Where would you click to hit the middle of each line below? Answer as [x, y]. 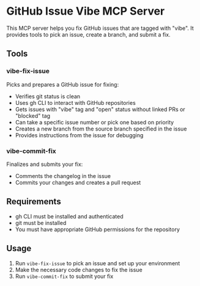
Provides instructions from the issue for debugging [79, 135]
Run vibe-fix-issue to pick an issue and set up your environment [98, 263]
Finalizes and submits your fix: [45, 164]
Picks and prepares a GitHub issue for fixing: [63, 84]
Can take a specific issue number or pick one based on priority [94, 122]
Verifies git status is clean [48, 96]
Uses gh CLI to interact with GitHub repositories [75, 102]
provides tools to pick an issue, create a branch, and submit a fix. [88, 34]
